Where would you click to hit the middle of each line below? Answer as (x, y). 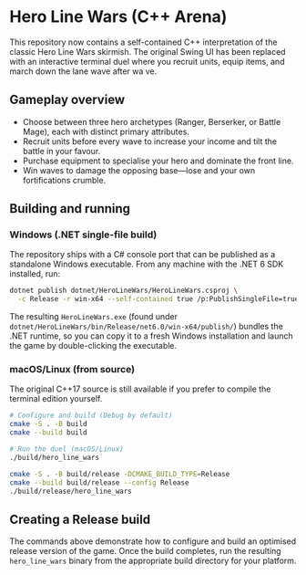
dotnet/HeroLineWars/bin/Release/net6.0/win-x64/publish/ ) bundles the (147, 327)
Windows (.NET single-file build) (83, 235)
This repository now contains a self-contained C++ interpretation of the (143, 42)
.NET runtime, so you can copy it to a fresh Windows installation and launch (151, 336)
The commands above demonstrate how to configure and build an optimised (153, 541)
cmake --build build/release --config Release (99, 482)
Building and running (70, 209)
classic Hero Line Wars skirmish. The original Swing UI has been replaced (148, 51)
